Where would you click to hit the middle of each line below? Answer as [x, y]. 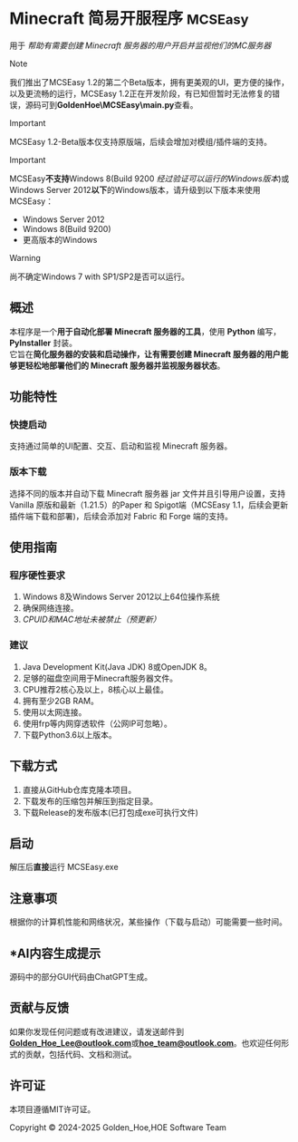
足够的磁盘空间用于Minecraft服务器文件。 [100, 678]
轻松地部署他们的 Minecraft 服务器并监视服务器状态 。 [125, 365]
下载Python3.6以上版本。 [70, 734]
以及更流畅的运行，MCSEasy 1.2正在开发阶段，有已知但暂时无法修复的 [141, 93]
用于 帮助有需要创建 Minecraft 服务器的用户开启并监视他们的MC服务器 [140, 45]
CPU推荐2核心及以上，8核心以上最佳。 [96, 689]
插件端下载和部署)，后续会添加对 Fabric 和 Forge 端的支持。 [121, 516]
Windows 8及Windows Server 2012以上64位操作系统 [121, 597]
